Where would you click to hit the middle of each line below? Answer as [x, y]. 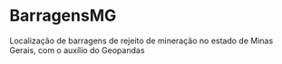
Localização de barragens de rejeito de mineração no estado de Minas [141, 41]
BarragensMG [63, 16]
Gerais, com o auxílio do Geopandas [77, 50]
